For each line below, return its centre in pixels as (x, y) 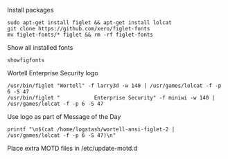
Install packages (30, 10)
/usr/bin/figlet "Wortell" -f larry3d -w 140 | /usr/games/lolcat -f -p (114, 86)
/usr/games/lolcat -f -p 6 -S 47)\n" (62, 135)
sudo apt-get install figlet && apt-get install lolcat (89, 23)
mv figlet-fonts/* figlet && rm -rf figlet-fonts (80, 35)
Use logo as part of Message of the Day (64, 116)
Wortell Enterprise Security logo (53, 73)
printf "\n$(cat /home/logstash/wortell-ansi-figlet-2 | (91, 129)
